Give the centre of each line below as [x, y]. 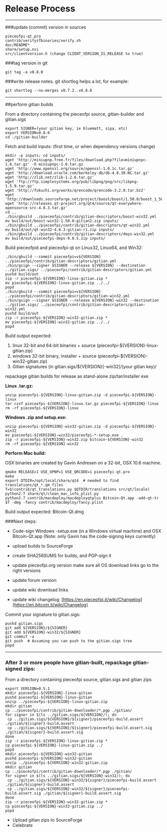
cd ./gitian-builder [27, 137]
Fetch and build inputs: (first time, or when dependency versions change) [80, 146]
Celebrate [23, 826]
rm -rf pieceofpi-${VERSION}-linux [42, 408]
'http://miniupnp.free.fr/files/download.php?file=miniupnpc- [82, 160]
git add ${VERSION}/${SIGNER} [37, 628]
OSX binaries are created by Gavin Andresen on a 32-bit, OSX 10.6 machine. [83, 463]
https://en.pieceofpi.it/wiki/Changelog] [103, 599]
